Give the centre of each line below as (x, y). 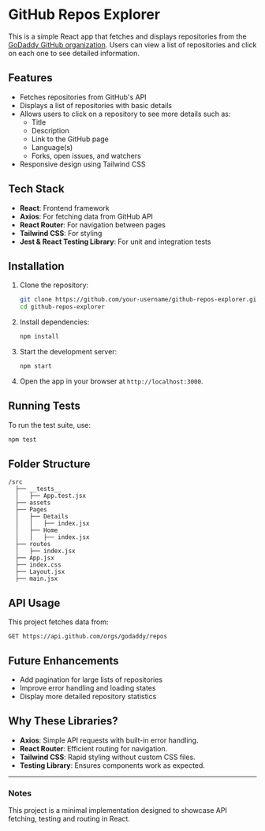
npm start (36, 366)
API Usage (34, 603)
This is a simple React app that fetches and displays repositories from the (127, 36)
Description (50, 130)
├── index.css (38, 565)
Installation (36, 266)
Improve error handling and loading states (88, 688)
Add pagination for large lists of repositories (91, 679)
